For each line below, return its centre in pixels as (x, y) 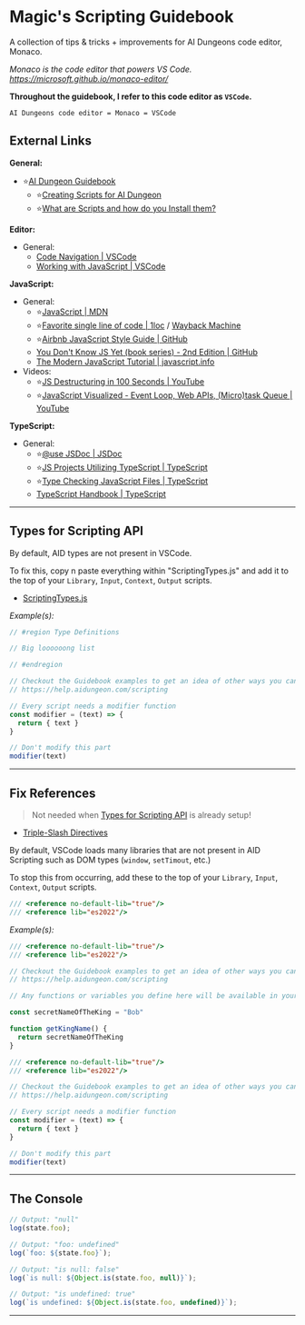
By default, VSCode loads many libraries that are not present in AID (135, 850)
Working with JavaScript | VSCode (101, 266)
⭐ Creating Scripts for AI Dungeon (98, 194)
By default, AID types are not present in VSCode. (101, 553)
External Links (51, 141)
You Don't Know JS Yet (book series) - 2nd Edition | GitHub (147, 352)
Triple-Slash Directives (65, 832)
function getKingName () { (58, 1029)
